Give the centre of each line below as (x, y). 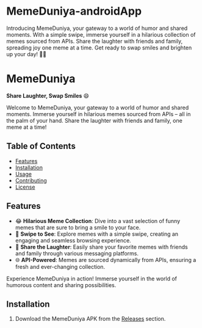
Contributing (31, 180)
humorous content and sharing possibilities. (61, 285)
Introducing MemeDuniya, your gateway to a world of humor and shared (97, 28)
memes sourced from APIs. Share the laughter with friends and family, (95, 41)
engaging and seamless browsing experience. (73, 240)
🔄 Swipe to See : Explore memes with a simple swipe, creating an (97, 234)
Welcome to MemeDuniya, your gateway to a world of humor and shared (98, 108)
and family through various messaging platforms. (77, 253)
